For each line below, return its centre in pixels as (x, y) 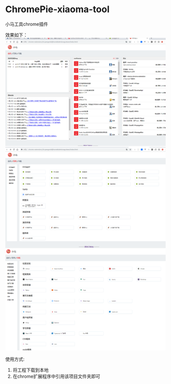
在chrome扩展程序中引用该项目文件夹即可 (56, 376)
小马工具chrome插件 (27, 24)
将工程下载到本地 (31, 370)
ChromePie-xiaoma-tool (58, 9)
